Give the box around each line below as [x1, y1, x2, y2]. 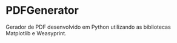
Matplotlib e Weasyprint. [5, 29, 67, 36]
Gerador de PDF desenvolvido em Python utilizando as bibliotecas [5, 23, 171, 30]
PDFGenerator [5, 4, 79, 17]
